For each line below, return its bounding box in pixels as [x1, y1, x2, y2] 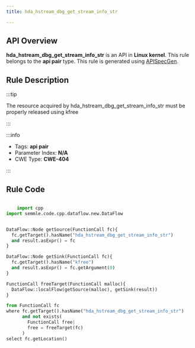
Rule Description [6, 75, 69, 85]
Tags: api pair [14, 143, 49, 150]
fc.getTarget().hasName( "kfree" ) [11, 259, 94, 266]
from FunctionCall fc [6, 303, 60, 309]
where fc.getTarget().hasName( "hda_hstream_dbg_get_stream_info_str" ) [6, 308, 184, 314]
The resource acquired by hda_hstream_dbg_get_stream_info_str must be [6, 102, 186, 110]
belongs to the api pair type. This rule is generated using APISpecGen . [6, 58, 179, 65]
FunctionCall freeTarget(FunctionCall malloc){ [6, 281, 126, 287]
